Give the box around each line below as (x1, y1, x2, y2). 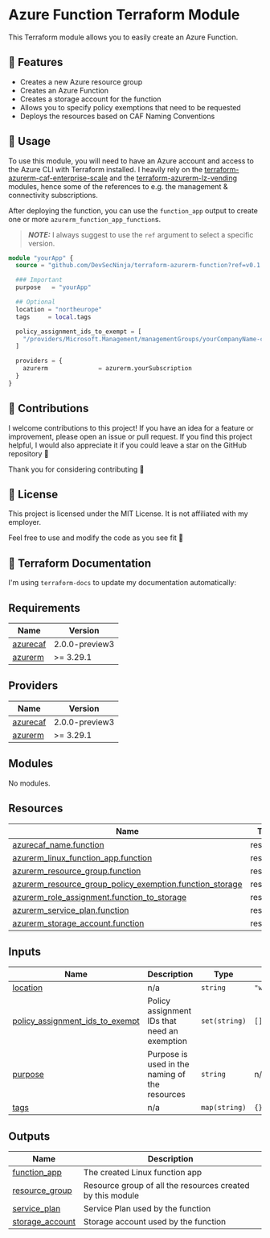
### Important (15, 276, 63, 284)
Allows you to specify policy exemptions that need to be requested (19, 102, 241, 112)
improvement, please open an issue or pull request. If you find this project (8, 431, 253, 441)
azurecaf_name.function (12, 839, 104, 850)
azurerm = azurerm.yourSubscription (22, 365, 193, 373)
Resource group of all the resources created (83, 1180, 250, 1191)
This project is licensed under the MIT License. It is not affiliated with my (8, 509, 248, 518)
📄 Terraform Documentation (8, 556, 151, 570)
